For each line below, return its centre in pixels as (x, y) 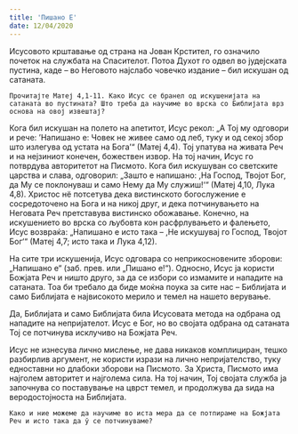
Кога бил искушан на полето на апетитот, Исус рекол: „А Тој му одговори (149, 128)
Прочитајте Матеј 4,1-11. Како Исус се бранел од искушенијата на (135, 96)
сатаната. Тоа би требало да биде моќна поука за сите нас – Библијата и (148, 286)
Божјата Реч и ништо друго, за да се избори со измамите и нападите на (146, 277)
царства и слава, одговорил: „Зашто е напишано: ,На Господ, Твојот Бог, (148, 175)
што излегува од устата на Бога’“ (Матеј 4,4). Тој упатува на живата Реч (146, 147)
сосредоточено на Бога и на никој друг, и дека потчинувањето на (134, 203)
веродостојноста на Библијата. (68, 397)
